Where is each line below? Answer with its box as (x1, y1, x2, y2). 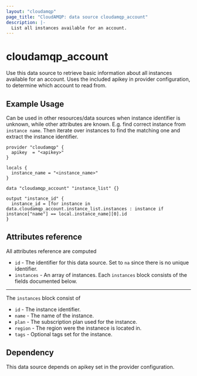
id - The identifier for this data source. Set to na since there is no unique (14, 259, 189, 266)
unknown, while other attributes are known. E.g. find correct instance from (6, 121, 186, 128)
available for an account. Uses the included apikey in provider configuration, (6, 76, 191, 83)
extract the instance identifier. (6, 133, 79, 140)
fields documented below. (14, 278, 77, 285)
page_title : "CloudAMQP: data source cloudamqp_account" (6, 14, 148, 20)
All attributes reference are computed (6, 247, 97, 255)
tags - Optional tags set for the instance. (14, 330, 113, 337)
